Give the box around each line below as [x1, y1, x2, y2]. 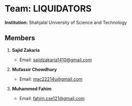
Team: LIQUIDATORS [4, 3, 92, 14]
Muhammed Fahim [11, 86, 52, 92]
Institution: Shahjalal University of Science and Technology [4, 19, 128, 25]
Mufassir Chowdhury [11, 66, 57, 72]
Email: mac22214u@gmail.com [19, 76, 83, 82]
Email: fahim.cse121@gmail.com [19, 95, 85, 101]
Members [4, 34, 35, 42]
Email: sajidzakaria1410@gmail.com [19, 57, 92, 63]
